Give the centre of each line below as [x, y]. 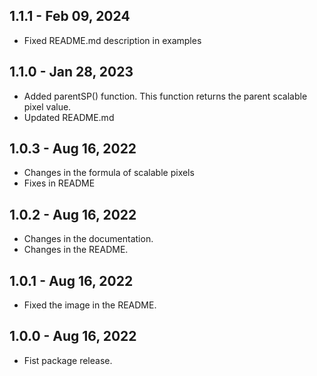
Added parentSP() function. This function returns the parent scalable [165, 96]
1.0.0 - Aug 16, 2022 [73, 336]
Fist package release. [68, 360]
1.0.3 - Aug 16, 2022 [73, 149]
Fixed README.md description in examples [112, 40]
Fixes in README [59, 183]
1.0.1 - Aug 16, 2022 [71, 280]
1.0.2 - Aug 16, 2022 [73, 214]
